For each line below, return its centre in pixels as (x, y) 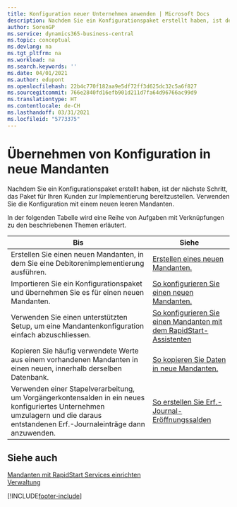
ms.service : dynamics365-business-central (71, 34)
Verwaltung (24, 482)
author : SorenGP (31, 27)
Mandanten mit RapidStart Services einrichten (74, 475)
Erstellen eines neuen (188, 259)
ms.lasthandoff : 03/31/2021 (49, 112)
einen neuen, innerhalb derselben (66, 368)
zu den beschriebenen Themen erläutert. (67, 225)
